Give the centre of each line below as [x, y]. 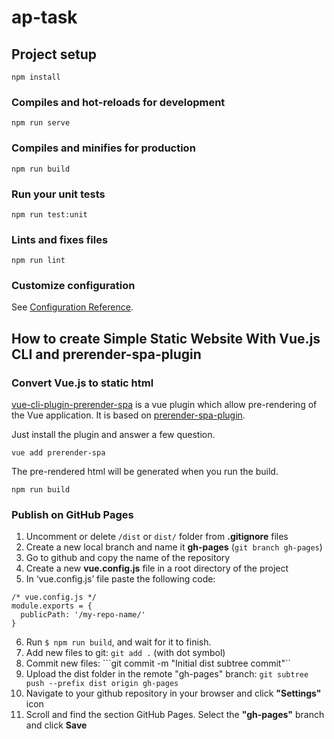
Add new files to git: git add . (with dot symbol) [125, 653]
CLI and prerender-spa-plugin [106, 354]
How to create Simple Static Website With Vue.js [166, 338]
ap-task [44, 17]
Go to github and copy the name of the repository [128, 558]
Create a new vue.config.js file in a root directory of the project [157, 568]
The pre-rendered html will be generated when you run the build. [145, 472]
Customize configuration [73, 286]
